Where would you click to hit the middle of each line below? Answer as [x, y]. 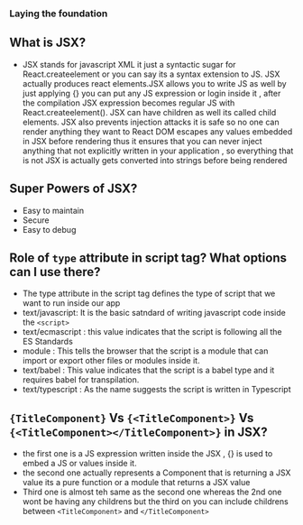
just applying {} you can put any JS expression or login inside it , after [151, 93]
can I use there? [55, 272]
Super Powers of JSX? [73, 189]
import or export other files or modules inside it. [111, 361]
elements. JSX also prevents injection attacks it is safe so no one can [151, 122]
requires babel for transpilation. [81, 380]
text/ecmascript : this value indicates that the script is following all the [152, 332]
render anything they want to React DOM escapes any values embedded [157, 131]
